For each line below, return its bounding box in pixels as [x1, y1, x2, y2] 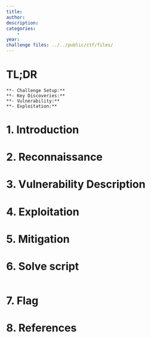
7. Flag [6, 294, 39, 308]
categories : [6, 25, 36, 32]
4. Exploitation [6, 205, 79, 219]
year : [6, 36, 20, 42]
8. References [6, 321, 77, 335]
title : [6, 8, 23, 15]
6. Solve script [6, 259, 79, 273]
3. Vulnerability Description [6, 177, 146, 191]
